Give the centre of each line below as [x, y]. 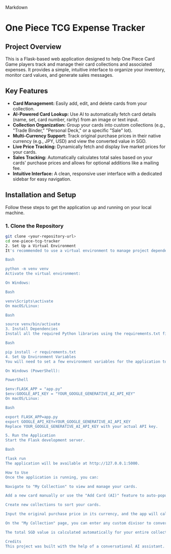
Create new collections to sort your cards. [53, 505]
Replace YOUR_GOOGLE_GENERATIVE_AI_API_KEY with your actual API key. [82, 426]
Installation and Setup [41, 195]
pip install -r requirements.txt [41, 352]
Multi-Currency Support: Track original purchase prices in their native [87, 136]
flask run [16, 459]
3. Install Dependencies [32, 329]
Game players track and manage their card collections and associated [79, 64]
